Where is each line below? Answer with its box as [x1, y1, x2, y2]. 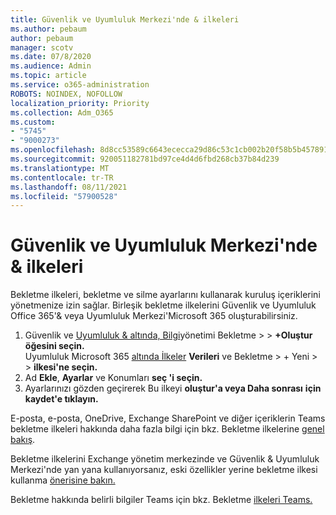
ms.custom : [10, 117, 56, 127]
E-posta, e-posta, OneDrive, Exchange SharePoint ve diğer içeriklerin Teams [10, 412, 326, 425]
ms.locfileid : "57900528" [10, 191, 118, 201]
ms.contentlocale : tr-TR [10, 172, 114, 183]
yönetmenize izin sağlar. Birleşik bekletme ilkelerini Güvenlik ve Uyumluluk [10, 299, 317, 311]
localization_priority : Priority [10, 98, 150, 108]
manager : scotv [10, 42, 74, 53]
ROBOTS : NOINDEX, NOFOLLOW [10, 89, 123, 99]
